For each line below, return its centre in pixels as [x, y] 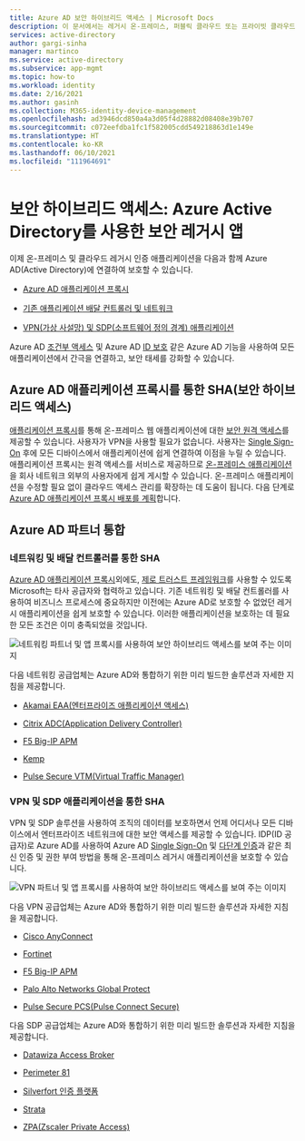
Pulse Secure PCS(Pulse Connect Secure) [101, 1007]
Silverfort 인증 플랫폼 [60, 1091]
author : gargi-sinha [49, 43]
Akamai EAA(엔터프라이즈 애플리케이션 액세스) [105, 705]
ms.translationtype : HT [54, 136]
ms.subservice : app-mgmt [56, 69]
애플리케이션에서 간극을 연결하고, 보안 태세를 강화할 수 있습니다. [122, 359]
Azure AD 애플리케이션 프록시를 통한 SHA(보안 [135, 390]
